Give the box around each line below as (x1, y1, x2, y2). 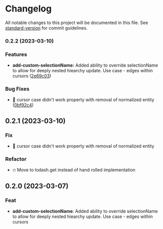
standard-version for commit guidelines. (5, 25, 88, 31)
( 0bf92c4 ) (12, 102, 34, 108)
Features (5, 51, 27, 58)
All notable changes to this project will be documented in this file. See (5, 20, 149, 26)
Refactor (5, 156, 27, 163)
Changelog (5, 3, 52, 15)
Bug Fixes (5, 86, 30, 93)
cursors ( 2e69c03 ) (12, 73, 51, 79)
